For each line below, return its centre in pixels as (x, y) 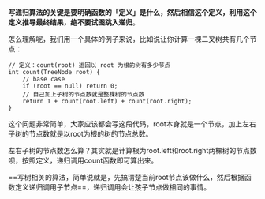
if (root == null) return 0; (70, 86)
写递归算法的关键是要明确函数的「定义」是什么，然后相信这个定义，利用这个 (132, 12)
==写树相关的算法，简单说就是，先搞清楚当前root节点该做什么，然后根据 (126, 177)
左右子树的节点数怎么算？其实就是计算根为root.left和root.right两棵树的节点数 (132, 150)
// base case (44, 79)
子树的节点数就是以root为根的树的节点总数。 (80, 134)
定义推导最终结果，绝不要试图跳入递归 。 (74, 22)
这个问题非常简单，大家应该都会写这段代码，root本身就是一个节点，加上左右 (132, 124)
